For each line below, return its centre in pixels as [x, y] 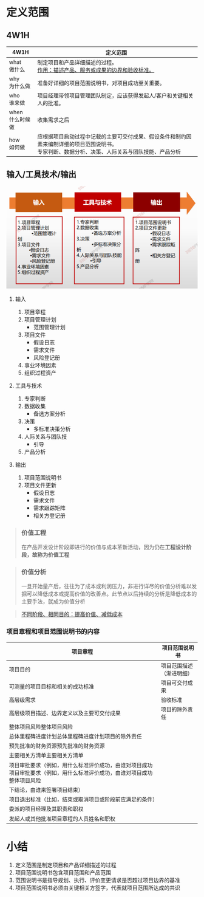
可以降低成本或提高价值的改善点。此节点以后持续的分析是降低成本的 [112, 594]
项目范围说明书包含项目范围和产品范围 [63, 872]
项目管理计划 [40, 319]
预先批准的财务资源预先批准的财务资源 [57, 746]
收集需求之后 [53, 120]
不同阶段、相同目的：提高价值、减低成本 [72, 614]
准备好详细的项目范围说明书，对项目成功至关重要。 [101, 83]
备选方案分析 [49, 413]
